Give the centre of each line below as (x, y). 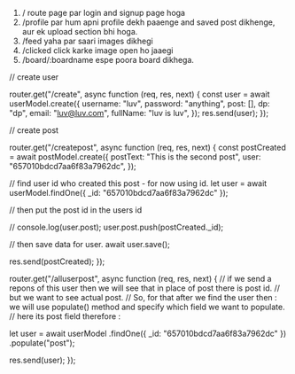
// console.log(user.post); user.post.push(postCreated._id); (116, 227)
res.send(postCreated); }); (57, 261)
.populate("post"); (42, 343)
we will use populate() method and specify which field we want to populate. (147, 307)
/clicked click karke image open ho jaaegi (97, 51)
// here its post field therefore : (65, 316)
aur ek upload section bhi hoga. (80, 31)
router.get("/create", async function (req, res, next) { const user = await (140, 94)
